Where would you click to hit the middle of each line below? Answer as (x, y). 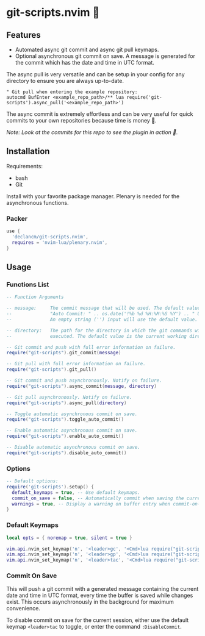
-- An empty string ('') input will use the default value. (102, 320)
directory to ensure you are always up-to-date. (65, 81)
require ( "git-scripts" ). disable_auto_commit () (67, 453)
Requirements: (24, 166)
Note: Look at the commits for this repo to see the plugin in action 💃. (92, 132)
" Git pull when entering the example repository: (72, 92)
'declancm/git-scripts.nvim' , (50, 237)
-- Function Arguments (35, 297)
